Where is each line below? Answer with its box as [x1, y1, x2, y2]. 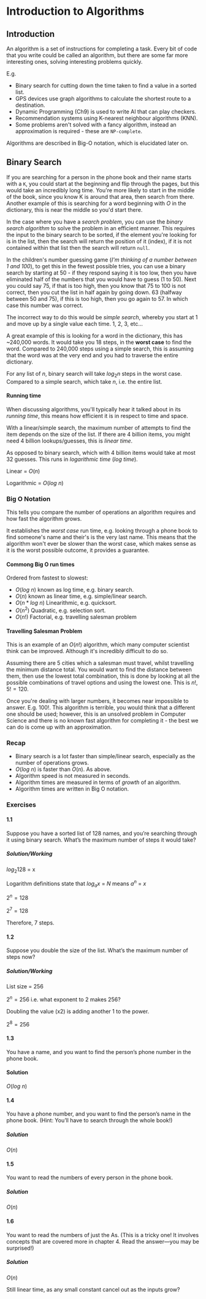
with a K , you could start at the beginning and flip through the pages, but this [6, 180, 200, 187]
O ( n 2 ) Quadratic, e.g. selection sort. [15, 606, 106, 614]
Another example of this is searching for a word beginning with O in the [6, 200, 186, 207]
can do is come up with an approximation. [6, 723, 112, 731]
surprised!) [6, 1244, 34, 1252]
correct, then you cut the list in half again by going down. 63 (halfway [6, 289, 182, 296]
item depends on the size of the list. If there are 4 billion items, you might [6, 430, 191, 438]
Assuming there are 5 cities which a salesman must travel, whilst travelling [6, 659, 194, 667]
